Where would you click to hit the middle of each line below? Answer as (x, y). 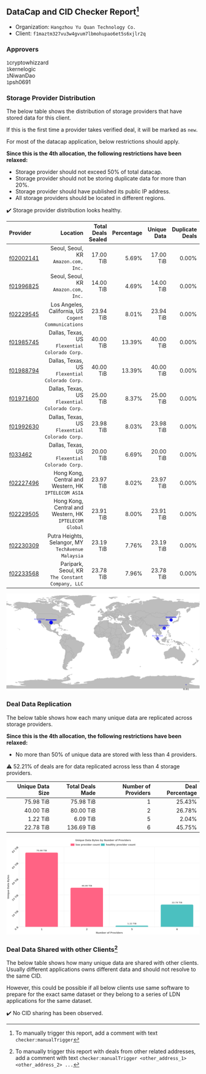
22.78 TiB (37, 827)
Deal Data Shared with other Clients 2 (62, 949)
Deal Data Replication (39, 704)
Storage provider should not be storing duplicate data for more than (101, 179)
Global (75, 528)
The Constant (67, 577)
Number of (137, 786)
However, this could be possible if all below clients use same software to (98, 988)
